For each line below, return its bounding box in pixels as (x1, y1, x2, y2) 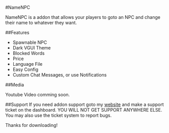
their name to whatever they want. (5, 20, 77, 25)
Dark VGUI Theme (12, 45, 51, 50)
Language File (12, 61, 43, 67)
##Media (5, 82, 24, 88)
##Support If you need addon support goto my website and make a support (5, 101, 164, 108)
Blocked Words (12, 50, 45, 56)
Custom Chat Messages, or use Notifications (12, 72, 107, 78)
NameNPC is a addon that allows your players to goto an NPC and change (5, 14, 160, 20)
